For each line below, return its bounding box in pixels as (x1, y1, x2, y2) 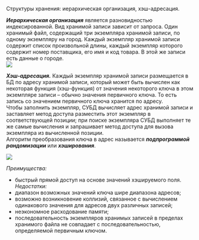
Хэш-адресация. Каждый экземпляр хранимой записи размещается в (6, 72, 189, 79)
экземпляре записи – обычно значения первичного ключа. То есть (6, 91, 177, 98)
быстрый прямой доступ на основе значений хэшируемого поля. (14, 176, 182, 183)
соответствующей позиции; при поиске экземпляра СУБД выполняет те (6, 116, 191, 124)
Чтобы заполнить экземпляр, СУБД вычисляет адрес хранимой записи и (6, 104, 193, 111)
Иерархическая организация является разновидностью (6, 17, 153, 23)
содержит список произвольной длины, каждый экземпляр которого (6, 42, 183, 49)
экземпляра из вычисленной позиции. (6, 130, 104, 136)
